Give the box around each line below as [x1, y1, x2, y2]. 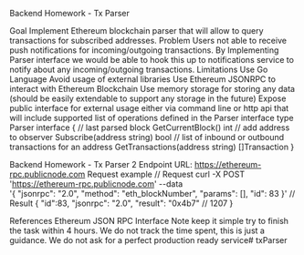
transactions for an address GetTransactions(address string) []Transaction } [9, 141, 295, 152]
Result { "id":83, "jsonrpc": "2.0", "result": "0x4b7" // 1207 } [9, 198, 234, 209]
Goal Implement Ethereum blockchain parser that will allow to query [9, 25, 264, 36]
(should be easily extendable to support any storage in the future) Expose [9, 93, 287, 104]
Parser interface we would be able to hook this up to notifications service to [9, 55, 295, 65]
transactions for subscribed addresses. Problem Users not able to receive [9, 36, 288, 46]
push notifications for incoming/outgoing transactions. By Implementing [9, 45, 279, 56]
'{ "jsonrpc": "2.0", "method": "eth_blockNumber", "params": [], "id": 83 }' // [9, 189, 296, 199]
